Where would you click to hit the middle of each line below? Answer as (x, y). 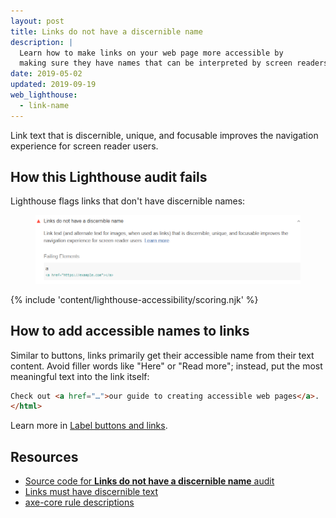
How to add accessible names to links (130, 331)
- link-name (44, 105)
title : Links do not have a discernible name (106, 31)
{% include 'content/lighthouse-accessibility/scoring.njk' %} (134, 299)
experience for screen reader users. (84, 146)
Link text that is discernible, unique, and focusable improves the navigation (164, 135)
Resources (44, 456)
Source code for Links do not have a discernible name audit (149, 481)
